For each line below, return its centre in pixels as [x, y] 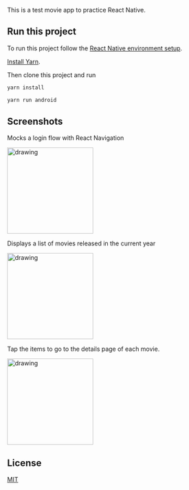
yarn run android [32, 100]
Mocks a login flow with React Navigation [66, 138]
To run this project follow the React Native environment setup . [95, 48]
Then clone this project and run [52, 74]
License [24, 463]
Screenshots [35, 121]
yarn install [26, 88]
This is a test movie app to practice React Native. [76, 10]
